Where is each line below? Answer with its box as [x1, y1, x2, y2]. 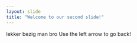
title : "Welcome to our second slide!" [6, 14, 105, 20]
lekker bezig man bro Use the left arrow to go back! [6, 30, 131, 37]
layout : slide [6, 8, 41, 15]
